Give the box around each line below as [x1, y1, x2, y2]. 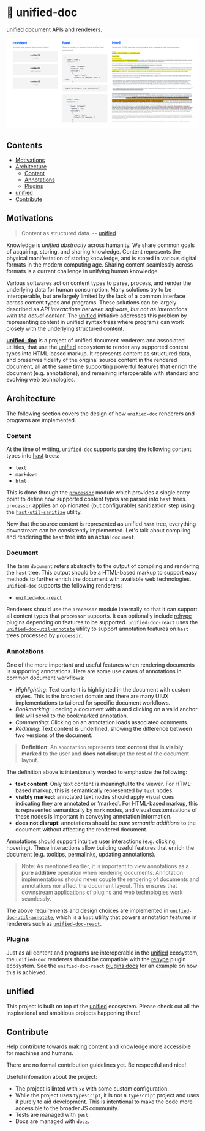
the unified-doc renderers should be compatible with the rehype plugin [6, 955, 186, 963]
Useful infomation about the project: [6, 1073, 98, 1081]
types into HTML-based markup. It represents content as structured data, [6, 349, 192, 357]
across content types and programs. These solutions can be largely [6, 298, 177, 306]
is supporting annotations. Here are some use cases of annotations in [6, 667, 182, 675]
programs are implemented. [6, 416, 76, 423]
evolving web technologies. [6, 376, 76, 383]
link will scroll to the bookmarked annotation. [15, 712, 129, 719]
